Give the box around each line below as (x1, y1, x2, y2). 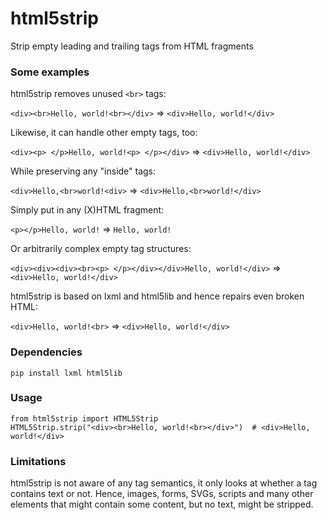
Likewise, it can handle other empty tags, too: (10, 127, 198, 139)
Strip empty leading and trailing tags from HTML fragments (10, 40, 254, 52)
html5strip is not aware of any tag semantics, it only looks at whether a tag (10, 477, 318, 489)
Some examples (10, 65, 90, 79)
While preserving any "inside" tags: (10, 165, 157, 177)
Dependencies (10, 345, 83, 359)
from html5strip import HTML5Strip (10, 413, 159, 424)
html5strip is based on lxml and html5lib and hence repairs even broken (10, 290, 305, 302)
